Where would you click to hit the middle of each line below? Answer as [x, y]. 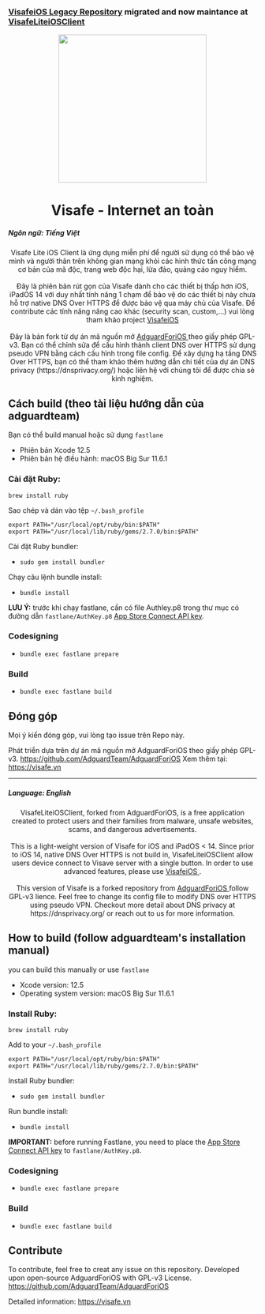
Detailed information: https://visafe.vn [70, 1301]
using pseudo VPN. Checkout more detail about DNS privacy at [132, 905]
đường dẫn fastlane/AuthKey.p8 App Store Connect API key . [106, 616]
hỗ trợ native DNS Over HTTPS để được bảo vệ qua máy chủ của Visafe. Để [132, 303]
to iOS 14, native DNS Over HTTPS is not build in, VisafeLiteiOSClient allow [132, 854]
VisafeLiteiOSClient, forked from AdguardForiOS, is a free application [132, 812]
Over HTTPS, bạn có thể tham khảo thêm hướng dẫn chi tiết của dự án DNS [132, 362]
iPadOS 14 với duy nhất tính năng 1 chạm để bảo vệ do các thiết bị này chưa [132, 295]
